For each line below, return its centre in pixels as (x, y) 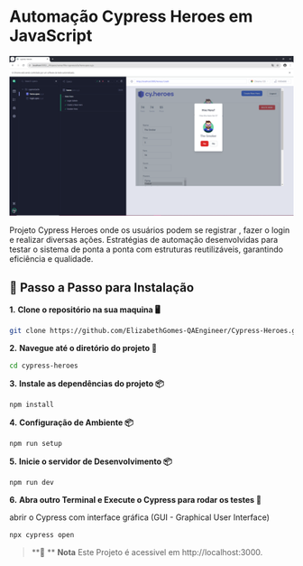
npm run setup (36, 443)
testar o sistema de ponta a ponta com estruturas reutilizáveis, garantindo (147, 249)
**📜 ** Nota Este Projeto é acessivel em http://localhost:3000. (147, 552)
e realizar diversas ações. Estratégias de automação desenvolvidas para (144, 240)
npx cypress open (42, 534)
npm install (32, 404)
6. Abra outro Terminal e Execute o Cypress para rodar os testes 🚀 (135, 499)
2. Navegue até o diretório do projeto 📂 (83, 348)
